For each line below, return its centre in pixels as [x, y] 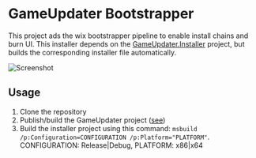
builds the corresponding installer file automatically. [92, 52]
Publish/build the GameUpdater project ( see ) [92, 120]
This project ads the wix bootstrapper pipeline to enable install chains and [128, 36]
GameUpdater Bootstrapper [101, 14]
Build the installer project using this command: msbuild [108, 128]
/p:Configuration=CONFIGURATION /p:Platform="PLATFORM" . [115, 137]
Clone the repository [53, 111]
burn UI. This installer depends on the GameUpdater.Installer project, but [126, 43]
